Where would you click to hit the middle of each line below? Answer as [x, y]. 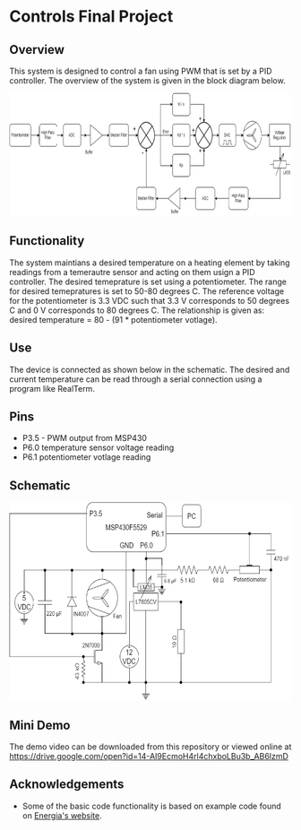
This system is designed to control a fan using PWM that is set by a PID [141, 71]
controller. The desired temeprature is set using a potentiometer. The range [148, 281]
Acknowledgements [67, 785]
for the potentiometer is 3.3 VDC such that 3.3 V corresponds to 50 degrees [149, 300]
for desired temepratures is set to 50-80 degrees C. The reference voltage [147, 291]
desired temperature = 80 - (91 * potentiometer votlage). [113, 319]
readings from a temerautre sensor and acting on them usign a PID [132, 272]
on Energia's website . [62, 815]
